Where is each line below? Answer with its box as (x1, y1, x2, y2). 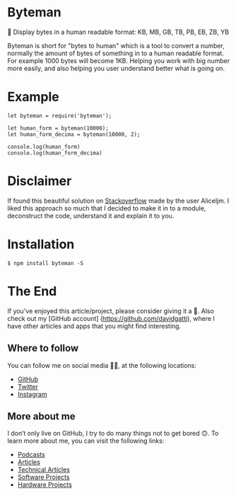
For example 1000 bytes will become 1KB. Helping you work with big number (7, 56, 230, 64)
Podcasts (17, 451, 45, 459)
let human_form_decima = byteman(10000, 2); (7, 130, 141, 138)
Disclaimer (7, 173, 72, 189)
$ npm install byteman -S (7, 259, 83, 266)
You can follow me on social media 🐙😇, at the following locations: (7, 361, 196, 369)
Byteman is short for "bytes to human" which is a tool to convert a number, (7, 41, 225, 50)
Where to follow (7, 342, 79, 354)
